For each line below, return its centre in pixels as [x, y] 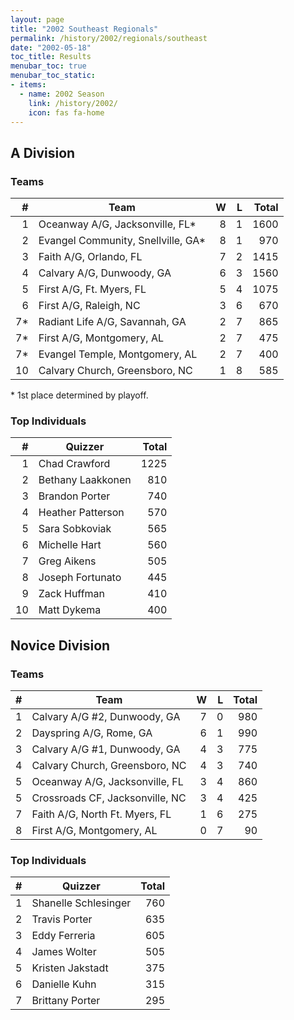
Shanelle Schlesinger [81, 903]
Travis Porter [62, 919]
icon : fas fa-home [66, 112]
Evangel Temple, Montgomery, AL [118, 354]
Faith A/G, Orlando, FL [90, 257]
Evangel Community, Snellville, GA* [122, 241]
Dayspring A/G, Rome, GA [92, 733]
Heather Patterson [81, 513]
